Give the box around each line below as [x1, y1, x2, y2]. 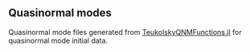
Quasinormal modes [8, 6, 113, 20]
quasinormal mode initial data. [8, 36, 109, 45]
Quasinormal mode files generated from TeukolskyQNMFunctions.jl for [8, 27, 243, 36]
